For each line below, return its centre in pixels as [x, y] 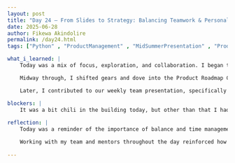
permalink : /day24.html [42, 40]
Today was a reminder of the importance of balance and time [111, 129]
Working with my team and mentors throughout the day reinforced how [123, 142]
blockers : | [24, 103]
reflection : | [28, 123]
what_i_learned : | [34, 59]
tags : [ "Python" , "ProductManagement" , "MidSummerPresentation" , [109, 46]
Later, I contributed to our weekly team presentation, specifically [123, 91]
